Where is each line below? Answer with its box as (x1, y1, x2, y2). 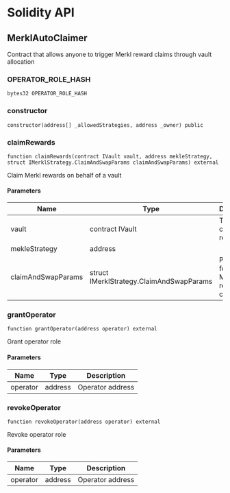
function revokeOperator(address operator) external (7, 418, 161, 425)
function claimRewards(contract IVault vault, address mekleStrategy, (7, 153, 213, 160)
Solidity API (7, 5, 75, 21)
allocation (7, 58, 35, 66)
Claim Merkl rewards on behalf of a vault (7, 171, 122, 179)
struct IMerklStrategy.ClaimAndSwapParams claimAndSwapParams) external (7, 159, 219, 166)
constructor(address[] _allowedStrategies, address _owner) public (7, 121, 204, 128)
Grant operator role (7, 337, 62, 346)
